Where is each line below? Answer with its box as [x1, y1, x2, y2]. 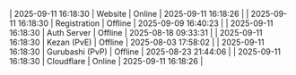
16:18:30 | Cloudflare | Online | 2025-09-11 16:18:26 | [9, 56, 204, 66]
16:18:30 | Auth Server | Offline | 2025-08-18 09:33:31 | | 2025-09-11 [9, 28, 263, 37]
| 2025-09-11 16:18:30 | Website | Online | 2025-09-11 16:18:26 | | [9, 9, 249, 19]
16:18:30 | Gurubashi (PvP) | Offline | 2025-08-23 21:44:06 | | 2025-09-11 [9, 46, 281, 57]
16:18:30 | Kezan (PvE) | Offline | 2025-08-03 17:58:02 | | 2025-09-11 [9, 37, 265, 47]
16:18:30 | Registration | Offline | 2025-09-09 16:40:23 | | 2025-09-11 [17, 18, 274, 29]
